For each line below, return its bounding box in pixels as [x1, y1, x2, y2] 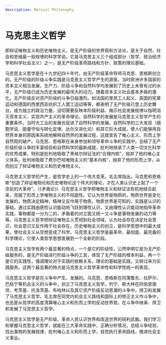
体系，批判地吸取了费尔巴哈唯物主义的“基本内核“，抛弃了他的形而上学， [9, 157, 157, 163]
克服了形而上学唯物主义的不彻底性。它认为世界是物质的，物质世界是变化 [13, 192, 161, 198]
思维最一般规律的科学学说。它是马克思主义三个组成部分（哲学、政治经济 [13, 53, 161, 59]
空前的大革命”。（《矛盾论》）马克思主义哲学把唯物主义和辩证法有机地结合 [5, 186, 152, 192]
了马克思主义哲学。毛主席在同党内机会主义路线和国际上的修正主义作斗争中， [5, 293, 161, 299]
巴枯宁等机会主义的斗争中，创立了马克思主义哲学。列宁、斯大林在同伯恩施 [5, 281, 157, 287]
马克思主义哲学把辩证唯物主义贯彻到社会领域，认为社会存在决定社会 [13, 216, 152, 222]
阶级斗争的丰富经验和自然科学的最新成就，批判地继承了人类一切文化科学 [13, 144, 161, 150]
